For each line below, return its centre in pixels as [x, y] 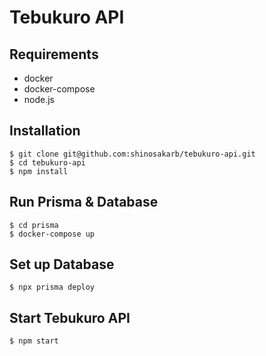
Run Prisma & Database [84, 202]
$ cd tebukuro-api [47, 162]
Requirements [54, 54]
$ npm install [39, 171]
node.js [39, 99]
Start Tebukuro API [70, 317]
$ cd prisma [34, 225]
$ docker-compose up [52, 234]
